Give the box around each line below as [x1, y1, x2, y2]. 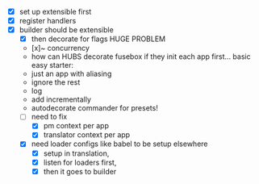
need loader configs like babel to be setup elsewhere [31, 139, 208, 148]
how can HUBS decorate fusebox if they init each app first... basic [31, 52, 251, 61]
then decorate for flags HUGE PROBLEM [31, 34, 166, 44]
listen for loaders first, [43, 157, 117, 167]
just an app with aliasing [31, 69, 112, 79]
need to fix [31, 112, 68, 122]
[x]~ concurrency [31, 44, 90, 53]
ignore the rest [31, 77, 81, 87]
